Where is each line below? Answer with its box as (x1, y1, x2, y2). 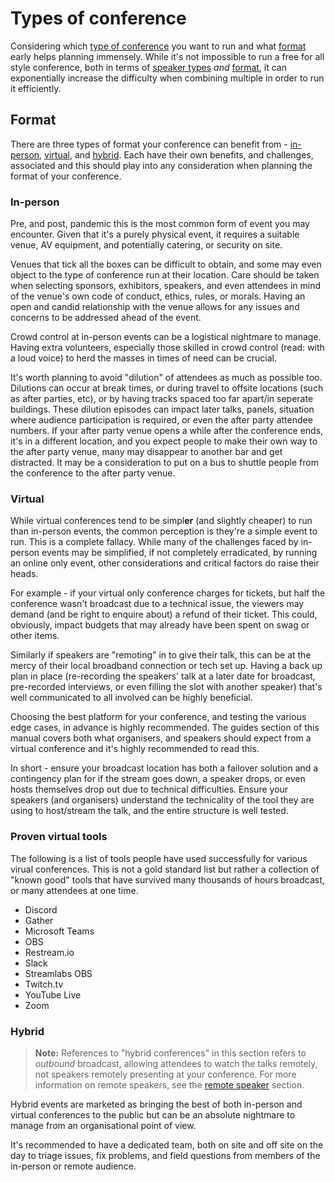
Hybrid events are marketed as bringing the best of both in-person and (10, 1098, 303, 1110)
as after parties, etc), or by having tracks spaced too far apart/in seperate (10, 393, 314, 405)
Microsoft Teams (24, 925, 95, 937)
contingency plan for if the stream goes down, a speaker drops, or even (10, 773, 306, 785)
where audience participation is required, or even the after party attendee (10, 414, 313, 426)
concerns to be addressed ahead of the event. (10, 312, 202, 324)
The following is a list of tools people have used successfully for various (10, 852, 308, 864)
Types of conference (10, 7, 187, 30)
